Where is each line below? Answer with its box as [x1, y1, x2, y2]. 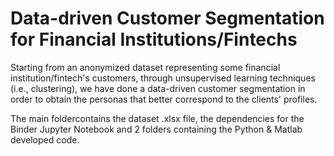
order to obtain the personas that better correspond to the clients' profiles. [10, 93, 318, 105]
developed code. [10, 133, 80, 146]
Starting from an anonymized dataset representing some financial [10, 61, 281, 73]
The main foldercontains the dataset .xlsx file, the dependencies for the [10, 112, 305, 124]
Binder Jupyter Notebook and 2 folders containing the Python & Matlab [10, 123, 303, 135]
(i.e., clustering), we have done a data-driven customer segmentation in [10, 82, 306, 94]
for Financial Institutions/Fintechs [10, 28, 298, 51]
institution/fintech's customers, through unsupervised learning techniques [10, 72, 316, 84]
